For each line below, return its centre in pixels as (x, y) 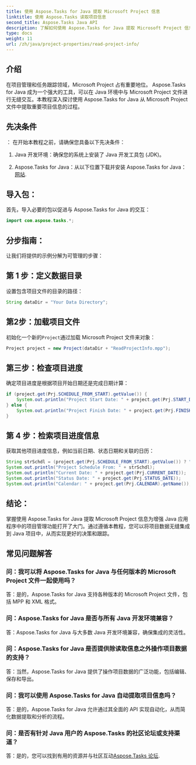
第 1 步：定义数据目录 (44, 276)
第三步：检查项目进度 (44, 368)
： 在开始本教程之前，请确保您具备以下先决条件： (66, 142)
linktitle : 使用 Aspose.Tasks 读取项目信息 (56, 17)
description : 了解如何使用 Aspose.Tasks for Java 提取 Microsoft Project (94, 28)
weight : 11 (19, 39)
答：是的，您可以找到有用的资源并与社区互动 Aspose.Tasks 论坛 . (83, 756)
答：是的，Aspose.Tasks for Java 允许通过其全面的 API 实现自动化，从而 (93, 709)
